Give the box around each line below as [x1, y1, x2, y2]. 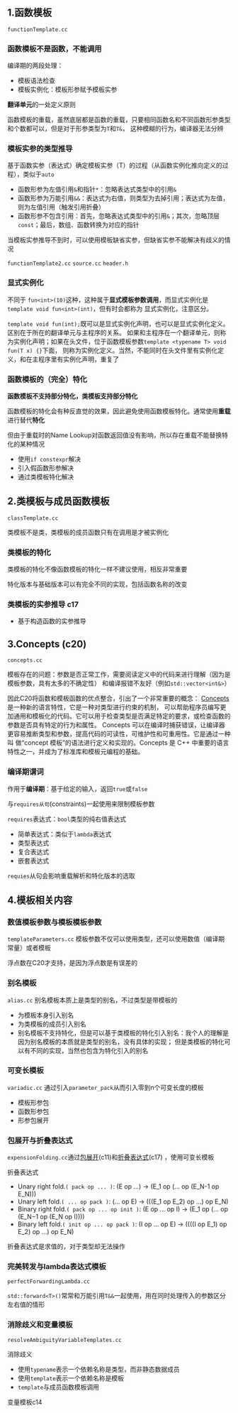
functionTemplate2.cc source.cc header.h [7, 260, 129, 268]
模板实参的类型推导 [7, 144, 73, 154]
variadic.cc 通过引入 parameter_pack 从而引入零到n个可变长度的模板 [7, 1083, 204, 1091]
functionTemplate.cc [7, 26, 69, 33]
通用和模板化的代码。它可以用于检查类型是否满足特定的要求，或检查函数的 [13, 712, 231, 721]
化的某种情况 [7, 440, 45, 448]
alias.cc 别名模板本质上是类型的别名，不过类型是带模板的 [7, 995, 178, 1004]
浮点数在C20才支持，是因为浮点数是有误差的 [7, 959, 138, 967]
